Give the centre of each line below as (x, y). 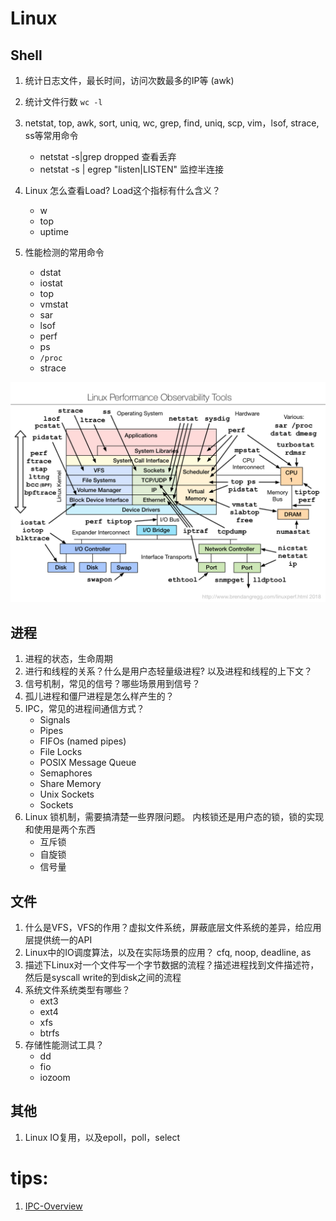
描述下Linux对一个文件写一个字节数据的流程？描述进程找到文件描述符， (172, 965)
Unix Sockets (67, 794)
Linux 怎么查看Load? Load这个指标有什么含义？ (123, 190)
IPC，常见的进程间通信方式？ (84, 709)
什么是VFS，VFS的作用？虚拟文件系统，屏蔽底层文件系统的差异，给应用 (173, 928)
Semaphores (66, 773)
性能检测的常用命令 (64, 252)
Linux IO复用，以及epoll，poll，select (102, 1137)
